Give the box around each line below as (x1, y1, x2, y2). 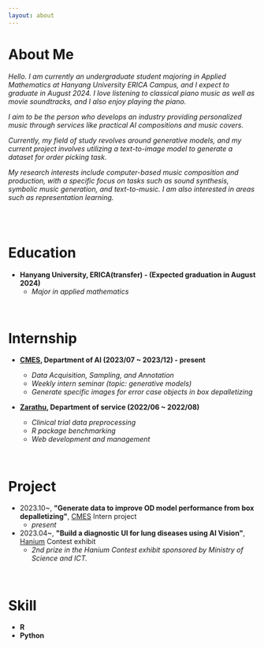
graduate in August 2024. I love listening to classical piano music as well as (8, 88, 255, 98)
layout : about (8, 11, 55, 20)
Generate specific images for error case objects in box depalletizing (31, 387, 254, 397)
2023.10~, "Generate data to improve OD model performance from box (19, 503, 255, 513)
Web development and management (31, 435, 151, 444)
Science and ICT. (31, 554, 88, 563)
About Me (8, 45, 74, 63)
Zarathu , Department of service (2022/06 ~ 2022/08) (19, 402, 200, 412)
